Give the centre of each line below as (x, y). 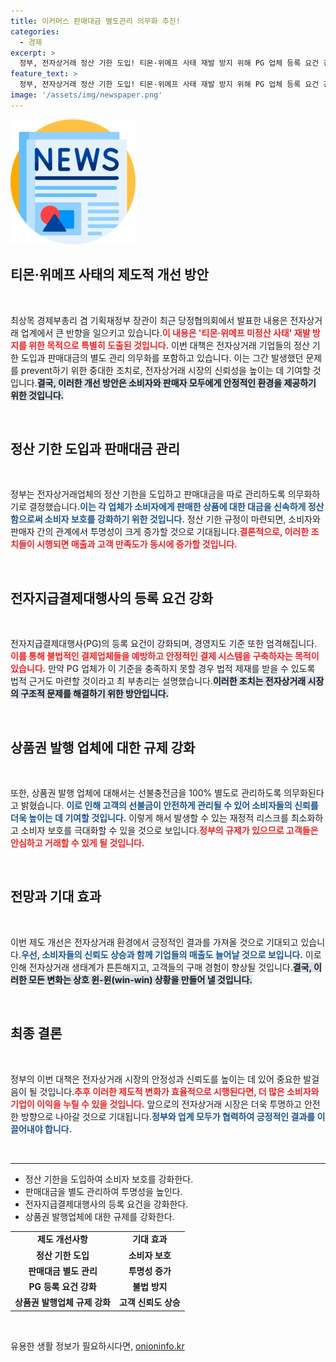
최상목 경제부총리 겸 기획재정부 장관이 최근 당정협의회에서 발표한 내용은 (149, 320)
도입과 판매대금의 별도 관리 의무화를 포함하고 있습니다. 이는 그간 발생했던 (162, 357)
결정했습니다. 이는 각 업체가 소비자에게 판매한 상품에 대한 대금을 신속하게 (167, 507)
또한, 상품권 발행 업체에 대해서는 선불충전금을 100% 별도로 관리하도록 (146, 793)
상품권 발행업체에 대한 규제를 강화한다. (99, 1216)
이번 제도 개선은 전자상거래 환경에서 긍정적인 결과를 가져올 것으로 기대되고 (154, 942)
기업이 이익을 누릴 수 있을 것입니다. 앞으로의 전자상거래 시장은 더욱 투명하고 (156, 1104)
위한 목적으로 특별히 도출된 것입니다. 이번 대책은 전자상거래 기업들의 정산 (169, 345)
